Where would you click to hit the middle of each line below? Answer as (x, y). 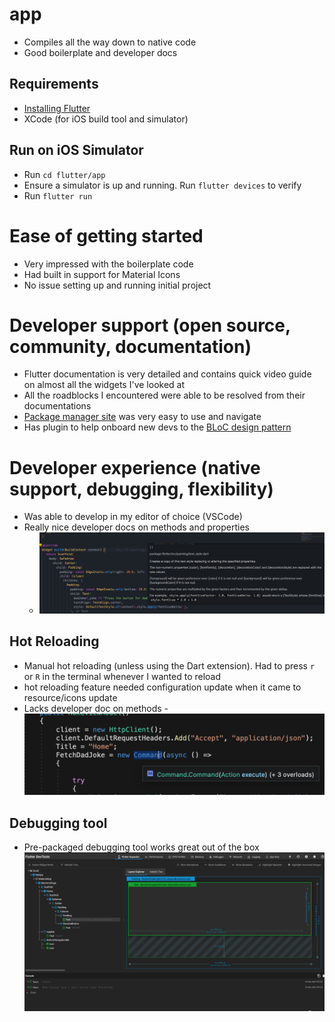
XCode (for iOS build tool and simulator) (106, 119)
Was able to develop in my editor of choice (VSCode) (133, 517)
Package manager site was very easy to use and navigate (142, 417)
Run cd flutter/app (64, 174)
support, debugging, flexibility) (141, 489)
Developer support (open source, (150, 325)
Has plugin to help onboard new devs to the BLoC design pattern (157, 427)
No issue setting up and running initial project (117, 285)
